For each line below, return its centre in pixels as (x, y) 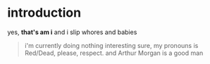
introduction (44, 13)
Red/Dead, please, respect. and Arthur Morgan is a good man (114, 53)
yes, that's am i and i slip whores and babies (72, 32)
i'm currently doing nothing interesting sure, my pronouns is (111, 45)
